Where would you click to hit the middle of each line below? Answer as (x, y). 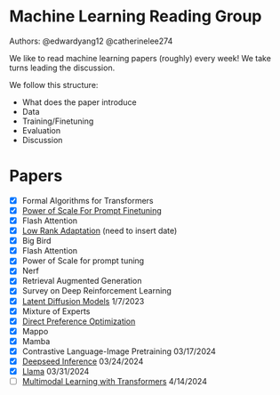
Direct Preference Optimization (79, 321)
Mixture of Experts (56, 311)
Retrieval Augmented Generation (82, 281)
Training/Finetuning (58, 121)
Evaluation (41, 130)
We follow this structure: (54, 85)
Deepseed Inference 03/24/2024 (83, 361)
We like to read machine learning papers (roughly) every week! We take (140, 58)
